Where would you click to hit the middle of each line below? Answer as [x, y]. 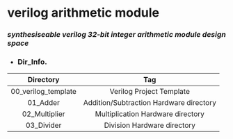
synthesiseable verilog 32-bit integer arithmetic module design [116, 35]
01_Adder [44, 103]
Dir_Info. [32, 62]
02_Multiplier [43, 114]
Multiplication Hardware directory [150, 114]
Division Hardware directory [150, 125]
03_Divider [43, 125]
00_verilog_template [43, 92]
